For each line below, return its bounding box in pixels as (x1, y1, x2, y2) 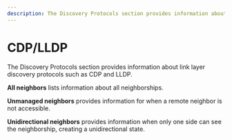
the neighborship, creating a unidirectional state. (7, 125, 145, 133)
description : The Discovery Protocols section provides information (7, 10, 209, 17)
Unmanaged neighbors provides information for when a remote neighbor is (7, 97, 222, 105)
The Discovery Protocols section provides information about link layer (7, 63, 206, 71)
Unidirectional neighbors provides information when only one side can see (7, 117, 222, 126)
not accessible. (7, 104, 50, 112)
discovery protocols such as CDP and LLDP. (7, 70, 133, 78)
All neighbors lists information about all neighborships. (7, 83, 164, 92)
